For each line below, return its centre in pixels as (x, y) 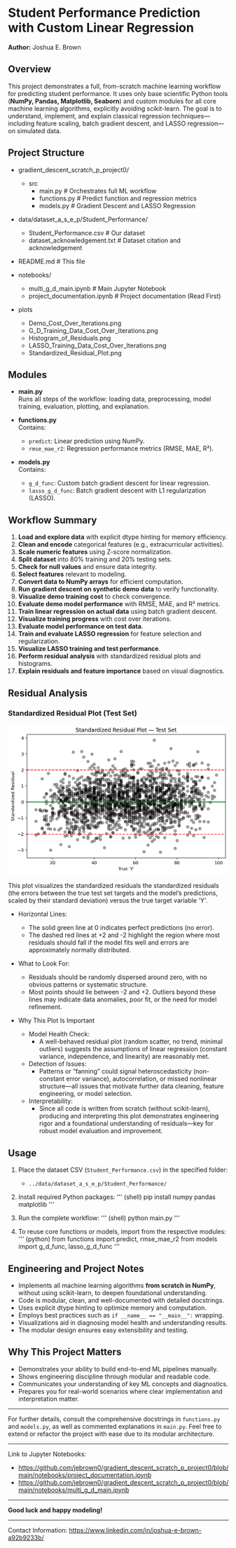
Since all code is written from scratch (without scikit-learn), (125, 1109)
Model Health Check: (59, 1034)
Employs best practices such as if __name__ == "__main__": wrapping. (121, 1315)
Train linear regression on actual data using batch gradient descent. (118, 612)
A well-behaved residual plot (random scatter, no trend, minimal (131, 1041)
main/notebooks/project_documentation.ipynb (85, 1475)
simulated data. (39, 130)
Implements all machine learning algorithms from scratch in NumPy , (117, 1285)
